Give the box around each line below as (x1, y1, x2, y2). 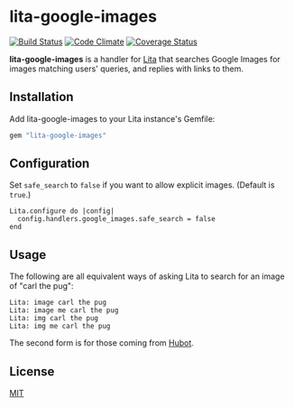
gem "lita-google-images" (9, 131, 106, 140)
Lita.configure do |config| (9, 207, 115, 216)
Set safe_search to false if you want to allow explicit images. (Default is (9, 180, 275, 190)
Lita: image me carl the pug (9, 306, 119, 315)
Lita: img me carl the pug (9, 322, 111, 331)
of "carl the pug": (9, 281, 74, 291)
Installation (9, 89, 74, 105)
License (9, 364, 55, 379)
